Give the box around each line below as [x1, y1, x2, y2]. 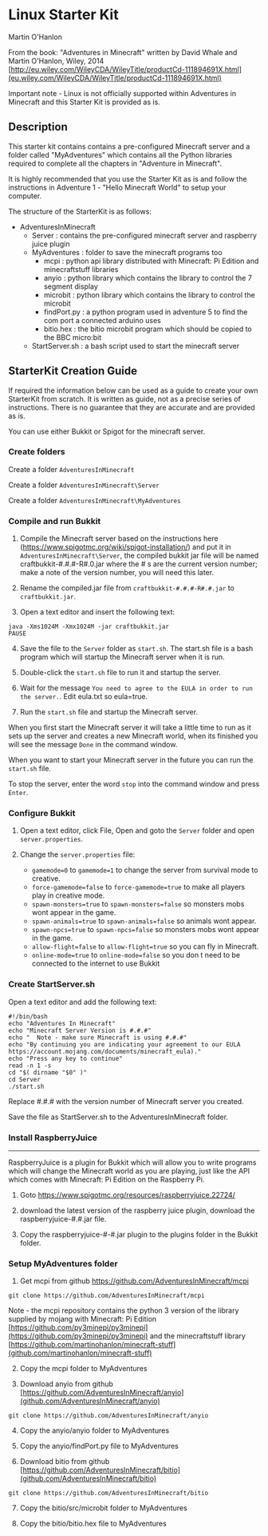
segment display [43, 282, 98, 291]
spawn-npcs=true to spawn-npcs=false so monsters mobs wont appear [31, 925, 259, 934]
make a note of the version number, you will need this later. [19, 568, 214, 578]
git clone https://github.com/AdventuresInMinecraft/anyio [8, 1412, 209, 1420]
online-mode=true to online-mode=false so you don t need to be [31, 950, 241, 960]
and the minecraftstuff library [149, 1331, 246, 1341]
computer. [8, 190, 42, 201]
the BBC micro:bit [43, 332, 102, 342]
